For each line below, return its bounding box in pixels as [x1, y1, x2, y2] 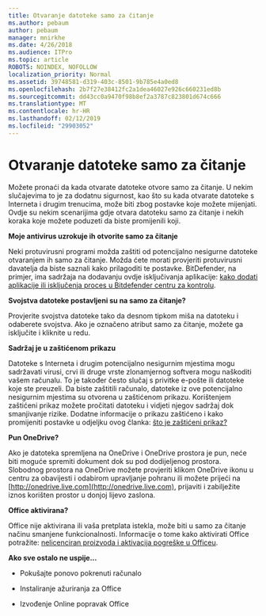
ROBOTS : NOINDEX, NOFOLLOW [8, 63, 97, 71]
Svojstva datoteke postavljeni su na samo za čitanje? [8, 295, 186, 305]
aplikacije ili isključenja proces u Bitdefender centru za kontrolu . [8, 280, 216, 290]
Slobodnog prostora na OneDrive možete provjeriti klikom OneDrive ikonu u [8, 465, 254, 474]
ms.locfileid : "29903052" [8, 122, 93, 130]
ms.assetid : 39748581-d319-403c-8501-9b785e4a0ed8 [8, 78, 179, 86]
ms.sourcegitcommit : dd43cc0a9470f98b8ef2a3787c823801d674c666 [8, 93, 222, 101]
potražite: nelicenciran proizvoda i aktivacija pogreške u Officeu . [8, 538, 218, 547]
